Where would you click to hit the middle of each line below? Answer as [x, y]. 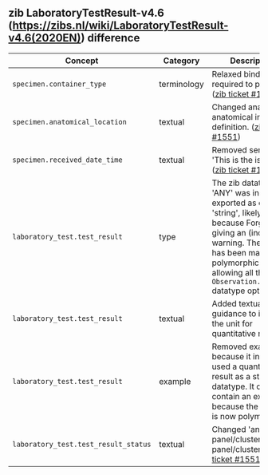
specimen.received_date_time [67, 160]
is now [224, 416]
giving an [229, 232]
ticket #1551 [236, 459]
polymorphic [235, 263]
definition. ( [233, 127]
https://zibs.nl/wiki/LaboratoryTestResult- [120, 26]
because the [235, 406]
